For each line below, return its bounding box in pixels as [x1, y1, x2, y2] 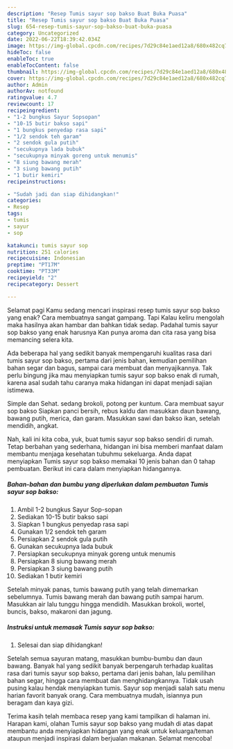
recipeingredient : [7, 107, 60, 114]
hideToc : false [7, 49, 51, 56]
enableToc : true [7, 56, 54, 63]
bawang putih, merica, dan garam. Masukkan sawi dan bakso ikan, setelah [7, 414, 221, 422]
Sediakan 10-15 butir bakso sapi [17, 512, 109, 521]
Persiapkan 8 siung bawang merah [17, 557, 117, 565]
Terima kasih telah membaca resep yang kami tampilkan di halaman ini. [7, 711, 211, 720]
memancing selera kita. [7, 335, 74, 344]
